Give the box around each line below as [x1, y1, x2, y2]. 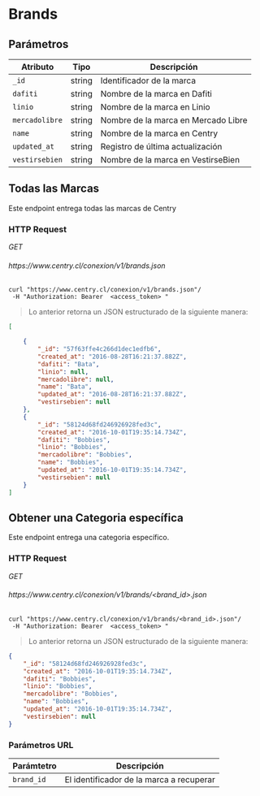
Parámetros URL [8, 739, 74, 751]
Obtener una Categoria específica [8, 511, 184, 525]
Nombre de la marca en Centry [100, 128, 219, 139]
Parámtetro [12, 760, 57, 772]
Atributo [21, 62, 54, 72]
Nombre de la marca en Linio [100, 102, 210, 112]
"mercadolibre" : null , [37, 375, 115, 383]
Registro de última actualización [100, 141, 223, 152]
